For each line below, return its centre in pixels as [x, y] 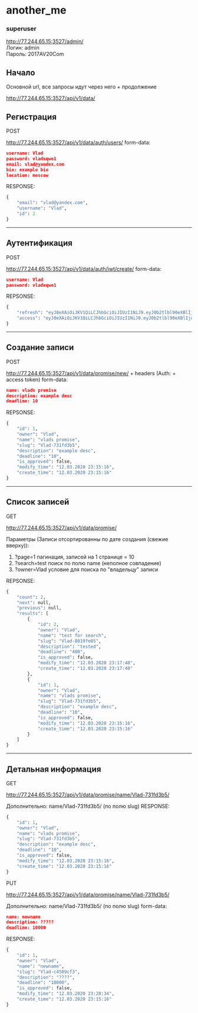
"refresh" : [30, 313]
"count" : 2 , [31, 597]
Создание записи [40, 348]
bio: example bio [27, 170]
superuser [21, 29]
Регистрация [32, 117]
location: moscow [27, 175]
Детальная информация [54, 769]
